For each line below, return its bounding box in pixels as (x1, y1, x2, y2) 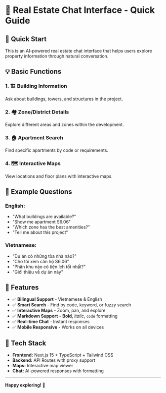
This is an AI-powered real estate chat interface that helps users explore (5, 48, 152, 54)
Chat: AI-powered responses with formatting (12, 368, 104, 374)
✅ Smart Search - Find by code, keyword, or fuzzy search (12, 302, 131, 308)
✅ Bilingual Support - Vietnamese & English (12, 296, 102, 302)
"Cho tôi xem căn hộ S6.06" (12, 258, 69, 264)
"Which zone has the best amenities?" (12, 224, 90, 230)
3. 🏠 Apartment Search (5, 134, 63, 141)
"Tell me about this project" (12, 229, 68, 235)
